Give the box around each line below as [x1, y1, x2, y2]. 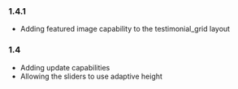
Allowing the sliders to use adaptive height [19, 71, 162, 81]
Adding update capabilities [19, 62, 110, 72]
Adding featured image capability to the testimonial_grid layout [19, 24, 230, 34]
